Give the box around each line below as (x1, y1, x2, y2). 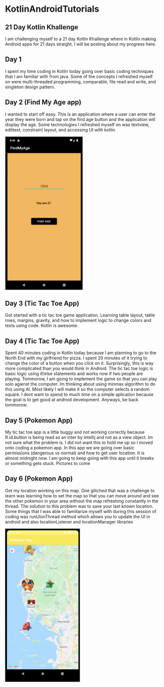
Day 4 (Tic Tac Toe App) (5, 337, 80, 345)
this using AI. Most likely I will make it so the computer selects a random (5, 386, 150, 393)
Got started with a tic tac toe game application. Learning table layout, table (5, 312, 155, 318)
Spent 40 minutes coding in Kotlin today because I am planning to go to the (5, 350, 157, 356)
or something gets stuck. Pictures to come (5, 461, 90, 466)
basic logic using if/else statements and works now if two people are (5, 371, 143, 377)
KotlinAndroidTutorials (5, 3, 100, 15)
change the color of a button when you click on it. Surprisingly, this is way (5, 360, 154, 366)
